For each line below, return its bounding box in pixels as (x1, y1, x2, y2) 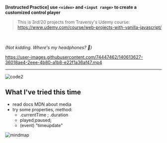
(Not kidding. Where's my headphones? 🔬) (5, 45, 92, 50)
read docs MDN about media (12, 101, 72, 107)
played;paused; (19, 117, 52, 123)
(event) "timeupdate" (19, 122, 63, 128)
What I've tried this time (5, 88, 81, 96)
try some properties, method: (12, 106, 73, 112)
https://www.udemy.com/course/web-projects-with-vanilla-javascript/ (17, 24, 162, 30)
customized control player (5, 9, 61, 15)
